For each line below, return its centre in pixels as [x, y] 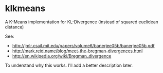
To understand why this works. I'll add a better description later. [69, 65]
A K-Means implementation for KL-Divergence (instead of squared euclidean [82, 22]
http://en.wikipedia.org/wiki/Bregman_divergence [62, 56]
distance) [15, 27]
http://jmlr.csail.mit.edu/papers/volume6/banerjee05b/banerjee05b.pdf [83, 45]
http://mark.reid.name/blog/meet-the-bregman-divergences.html [77, 51]
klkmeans [25, 8]
